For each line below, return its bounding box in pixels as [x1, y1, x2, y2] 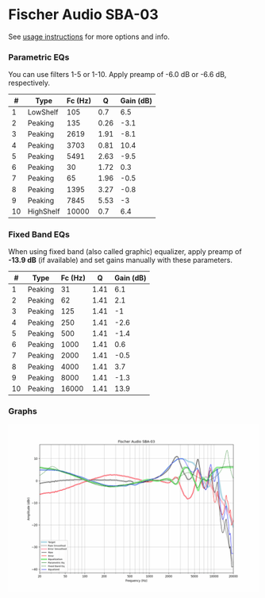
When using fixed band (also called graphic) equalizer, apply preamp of [8, 247, 242, 257]
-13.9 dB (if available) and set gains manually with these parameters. [8, 256, 232, 265]
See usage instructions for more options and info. [8, 32, 171, 41]
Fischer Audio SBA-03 [8, 6, 159, 24]
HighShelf [27, 206, 60, 216]
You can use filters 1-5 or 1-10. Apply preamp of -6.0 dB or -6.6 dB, [8, 70, 227, 79]
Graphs [8, 406, 37, 417]
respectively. [8, 78, 50, 88]
